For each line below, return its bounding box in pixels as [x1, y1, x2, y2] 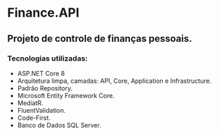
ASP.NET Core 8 [17, 69, 65, 77]
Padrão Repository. [17, 84, 73, 92]
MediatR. [17, 99, 44, 107]
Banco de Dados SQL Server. [17, 120, 101, 129]
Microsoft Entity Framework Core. [17, 91, 115, 100]
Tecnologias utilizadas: [7, 54, 88, 63]
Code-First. [17, 113, 51, 122]
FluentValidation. [17, 106, 66, 114]
